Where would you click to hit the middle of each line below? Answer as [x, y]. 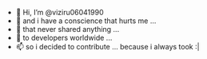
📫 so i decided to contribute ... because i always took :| [107, 47]
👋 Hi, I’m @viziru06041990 [60, 12]
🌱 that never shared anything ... [68, 29]
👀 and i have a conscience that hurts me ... [86, 21]
